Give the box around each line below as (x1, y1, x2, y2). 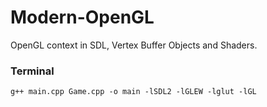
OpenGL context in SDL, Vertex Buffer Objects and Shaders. (10, 39, 258, 51)
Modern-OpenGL (10, 6, 155, 29)
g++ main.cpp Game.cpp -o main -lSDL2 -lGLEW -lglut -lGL (10, 87, 257, 97)
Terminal (10, 64, 55, 78)
